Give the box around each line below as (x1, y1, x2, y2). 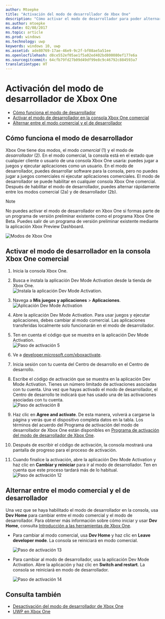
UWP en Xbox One (12, 609, 51, 615)
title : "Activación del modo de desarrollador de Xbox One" (5, 12, 131, 17)
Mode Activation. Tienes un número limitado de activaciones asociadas (12, 381, 157, 387)
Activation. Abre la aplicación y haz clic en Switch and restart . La (12, 562, 145, 568)
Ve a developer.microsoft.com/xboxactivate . (12, 351, 102, 358)
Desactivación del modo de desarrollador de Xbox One (12, 603, 124, 609)
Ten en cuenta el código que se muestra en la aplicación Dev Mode (12, 332, 149, 338)
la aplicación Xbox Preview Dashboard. (5, 223, 85, 229)
